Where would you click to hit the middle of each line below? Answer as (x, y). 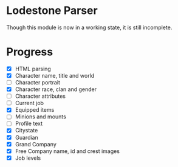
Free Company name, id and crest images (67, 151)
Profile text (29, 124)
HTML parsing (33, 69)
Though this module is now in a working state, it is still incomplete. (89, 27)
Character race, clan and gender (56, 89)
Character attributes (40, 96)
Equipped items (35, 110)
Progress (30, 52)
